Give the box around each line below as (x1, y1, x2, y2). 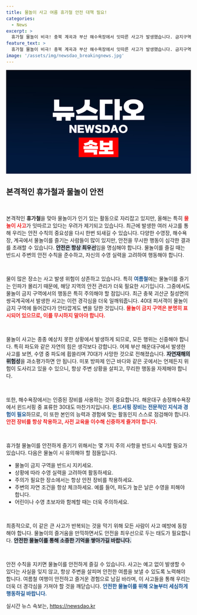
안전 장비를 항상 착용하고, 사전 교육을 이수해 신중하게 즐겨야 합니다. (6, 418, 158, 425)
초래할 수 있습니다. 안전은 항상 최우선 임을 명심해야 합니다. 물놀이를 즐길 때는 (12, 244, 186, 252)
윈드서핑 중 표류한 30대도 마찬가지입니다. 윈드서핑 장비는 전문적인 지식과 (16, 403, 183, 410)
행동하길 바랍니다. (6, 590, 47, 597)
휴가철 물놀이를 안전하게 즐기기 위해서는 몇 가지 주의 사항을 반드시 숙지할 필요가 (6, 442, 188, 449)
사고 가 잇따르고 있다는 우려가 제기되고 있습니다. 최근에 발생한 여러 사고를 (16, 222, 183, 229)
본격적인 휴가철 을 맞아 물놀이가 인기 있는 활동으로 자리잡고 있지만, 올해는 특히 (6, 215, 183, 222)
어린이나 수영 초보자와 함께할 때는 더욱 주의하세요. (14, 498, 129, 505)
